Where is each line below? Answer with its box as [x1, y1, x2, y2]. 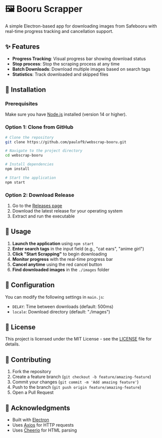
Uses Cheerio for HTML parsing [12, 427, 77, 433]
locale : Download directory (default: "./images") [12, 309, 110, 314]
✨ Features [5, 42, 40, 51]
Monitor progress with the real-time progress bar [12, 256, 113, 262]
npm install [5, 166, 30, 172]
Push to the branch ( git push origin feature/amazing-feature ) [12, 384, 141, 390]
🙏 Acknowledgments [5, 404, 70, 412]
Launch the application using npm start [12, 240, 94, 246]
